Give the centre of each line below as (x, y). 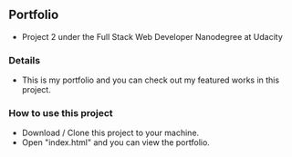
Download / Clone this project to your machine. (110, 133)
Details (25, 60)
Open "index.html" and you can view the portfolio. (116, 142)
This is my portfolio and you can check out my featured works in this (151, 80)
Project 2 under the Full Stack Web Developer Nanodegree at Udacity (152, 36)
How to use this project (61, 113)
